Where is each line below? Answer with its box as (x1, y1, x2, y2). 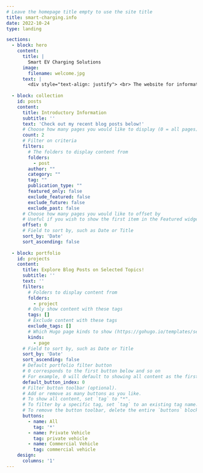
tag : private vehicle (33, 436, 88, 442)
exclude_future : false (28, 199, 85, 205)
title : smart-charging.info (6, 14, 77, 21)
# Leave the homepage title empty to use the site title (6, 8, 153, 15)
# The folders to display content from (28, 149, 129, 155)
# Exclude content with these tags (28, 318, 118, 324)
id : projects (17, 256, 50, 262)
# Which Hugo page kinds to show (28, 329, 112, 335)
